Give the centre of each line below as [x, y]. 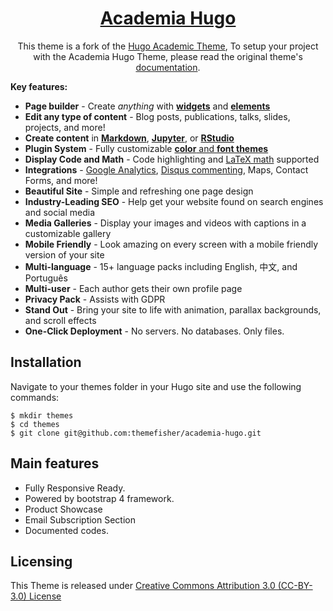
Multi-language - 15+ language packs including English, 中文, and [161, 266]
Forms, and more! [61, 180]
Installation [46, 362]
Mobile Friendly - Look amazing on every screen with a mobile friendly [171, 244]
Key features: [39, 86]
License [45, 596]
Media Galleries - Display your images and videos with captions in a [165, 223]
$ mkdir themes [42, 415]
